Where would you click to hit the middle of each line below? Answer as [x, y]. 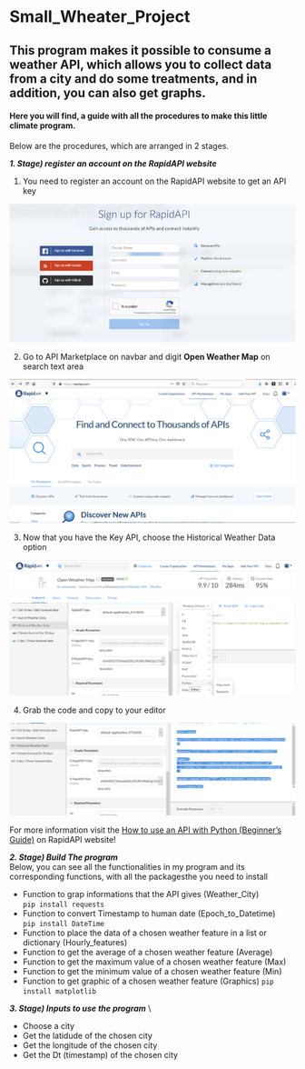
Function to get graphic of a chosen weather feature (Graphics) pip [148, 981]
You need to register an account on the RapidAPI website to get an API [154, 181]
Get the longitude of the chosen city [90, 1045]
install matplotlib [59, 991]
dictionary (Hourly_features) [75, 942]
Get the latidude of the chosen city [87, 1035]
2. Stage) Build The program [64, 857]
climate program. [43, 125]
